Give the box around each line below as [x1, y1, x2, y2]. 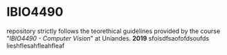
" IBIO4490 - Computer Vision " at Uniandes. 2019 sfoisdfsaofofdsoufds [6, 34, 210, 42]
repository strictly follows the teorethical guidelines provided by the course [6, 27, 221, 35]
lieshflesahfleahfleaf [6, 41, 65, 49]
